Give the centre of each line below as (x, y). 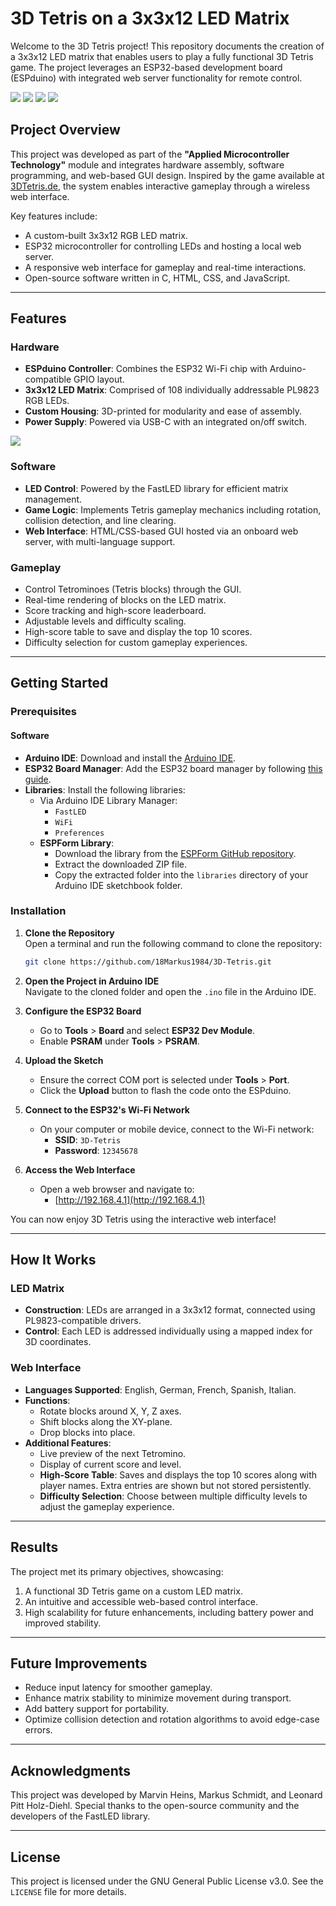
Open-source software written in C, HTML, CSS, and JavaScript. (157, 278)
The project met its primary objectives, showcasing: (117, 1571)
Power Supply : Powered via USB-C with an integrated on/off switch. (166, 422)
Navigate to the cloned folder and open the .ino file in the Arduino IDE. (170, 991)
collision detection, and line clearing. (100, 520)
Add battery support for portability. (97, 1709)
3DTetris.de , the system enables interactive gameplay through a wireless (160, 186)
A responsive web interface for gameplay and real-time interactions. (165, 267)
